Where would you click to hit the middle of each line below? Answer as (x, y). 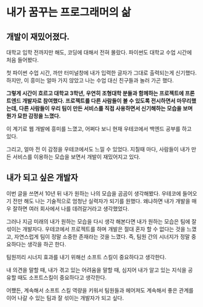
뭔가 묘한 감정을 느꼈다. (34, 116)
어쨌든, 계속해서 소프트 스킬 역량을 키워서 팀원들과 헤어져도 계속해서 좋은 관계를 (100, 290)
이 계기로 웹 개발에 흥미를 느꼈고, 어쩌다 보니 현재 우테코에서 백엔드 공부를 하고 (99, 129)
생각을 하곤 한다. (47, 244)
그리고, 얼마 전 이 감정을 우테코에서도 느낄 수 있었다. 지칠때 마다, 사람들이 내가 (98, 149)
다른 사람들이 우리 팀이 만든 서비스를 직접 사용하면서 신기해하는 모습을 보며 (106, 108)
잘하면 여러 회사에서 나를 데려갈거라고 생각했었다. (71, 208)
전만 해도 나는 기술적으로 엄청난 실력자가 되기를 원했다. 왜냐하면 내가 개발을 (101, 201)
